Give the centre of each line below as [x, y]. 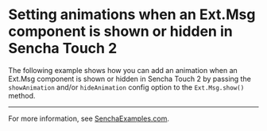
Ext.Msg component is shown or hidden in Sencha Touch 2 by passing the [130, 79]
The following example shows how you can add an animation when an [123, 70]
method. [22, 95]
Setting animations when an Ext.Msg [132, 15]
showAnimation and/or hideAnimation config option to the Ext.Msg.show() [126, 87]
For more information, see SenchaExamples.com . [89, 118]
